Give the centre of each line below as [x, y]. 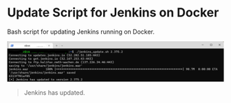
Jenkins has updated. [54, 93]
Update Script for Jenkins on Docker [113, 13]
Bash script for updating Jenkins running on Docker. [81, 32]
